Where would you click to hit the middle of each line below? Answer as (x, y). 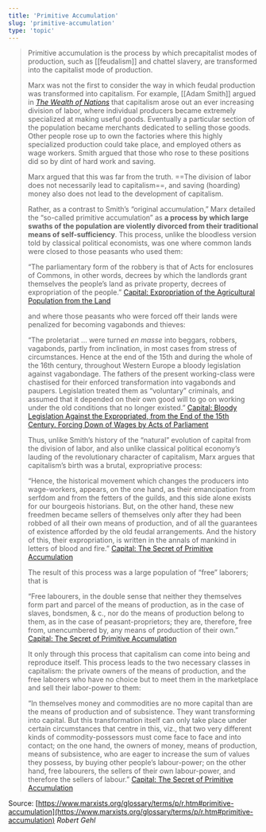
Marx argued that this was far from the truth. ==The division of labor (139, 177)
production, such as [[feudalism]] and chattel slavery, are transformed (142, 61)
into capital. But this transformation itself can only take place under (137, 721)
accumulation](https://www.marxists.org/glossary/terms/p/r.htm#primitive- (131, 812)
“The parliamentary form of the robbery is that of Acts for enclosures (141, 267)
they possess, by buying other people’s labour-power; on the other (137, 763)
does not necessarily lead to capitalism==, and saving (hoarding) (134, 186)
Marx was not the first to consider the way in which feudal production (141, 85)
